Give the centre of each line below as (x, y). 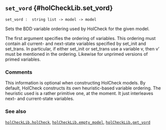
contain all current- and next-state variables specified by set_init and (76, 43)
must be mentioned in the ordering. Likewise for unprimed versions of (77, 54)
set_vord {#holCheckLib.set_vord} (59, 8)
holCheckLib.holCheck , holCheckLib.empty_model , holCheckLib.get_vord (78, 122)
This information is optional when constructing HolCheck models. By (75, 83)
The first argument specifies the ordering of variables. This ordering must (81, 38)
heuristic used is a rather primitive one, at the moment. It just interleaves (79, 93)
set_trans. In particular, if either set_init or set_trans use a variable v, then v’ (82, 48)
